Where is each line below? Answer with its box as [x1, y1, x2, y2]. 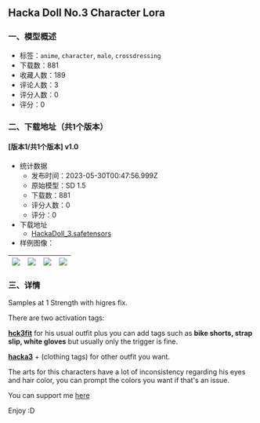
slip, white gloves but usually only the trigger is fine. [8, 337, 179, 346]
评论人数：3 [19, 80, 59, 89]
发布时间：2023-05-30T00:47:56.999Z [31, 170, 158, 180]
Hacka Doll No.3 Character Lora [8, 6, 166, 20]
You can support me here [8, 391, 90, 400]
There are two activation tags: [8, 313, 105, 323]
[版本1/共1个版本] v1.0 [8, 142, 79, 151]
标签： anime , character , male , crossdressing [19, 50, 161, 60]
